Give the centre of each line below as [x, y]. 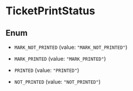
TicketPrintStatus [50, 11]
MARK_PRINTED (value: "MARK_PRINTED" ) [60, 59]
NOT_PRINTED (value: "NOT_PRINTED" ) [58, 82]
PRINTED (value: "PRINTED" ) [46, 70]
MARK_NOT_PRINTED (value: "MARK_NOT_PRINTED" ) [71, 47]
